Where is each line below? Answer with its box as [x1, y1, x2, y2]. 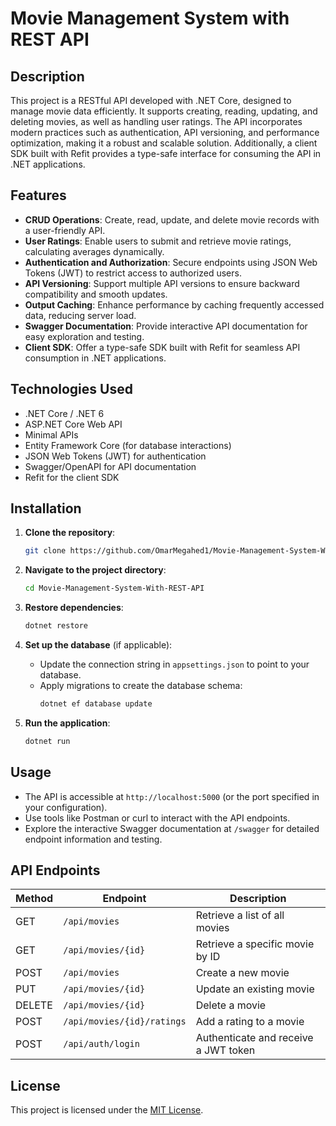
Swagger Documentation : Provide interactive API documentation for [24, 320, 308, 332]
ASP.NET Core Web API [24, 418, 123, 430]
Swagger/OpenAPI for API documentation [24, 460, 197, 472]
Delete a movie [195, 998, 267, 1012]
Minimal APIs [24, 428, 79, 441]
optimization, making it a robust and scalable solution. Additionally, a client [10, 137, 318, 149]
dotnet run [24, 736, 71, 746]
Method [15, 892, 54, 906]
